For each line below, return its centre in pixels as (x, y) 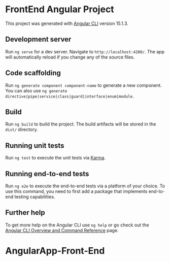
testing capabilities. (35, 197)
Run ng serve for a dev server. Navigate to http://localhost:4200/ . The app (85, 51)
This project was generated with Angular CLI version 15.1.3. (67, 23)
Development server (38, 39)
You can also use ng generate (36, 90)
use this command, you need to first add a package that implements (76, 191)
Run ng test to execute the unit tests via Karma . (55, 158)
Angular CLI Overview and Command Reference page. (62, 230)
